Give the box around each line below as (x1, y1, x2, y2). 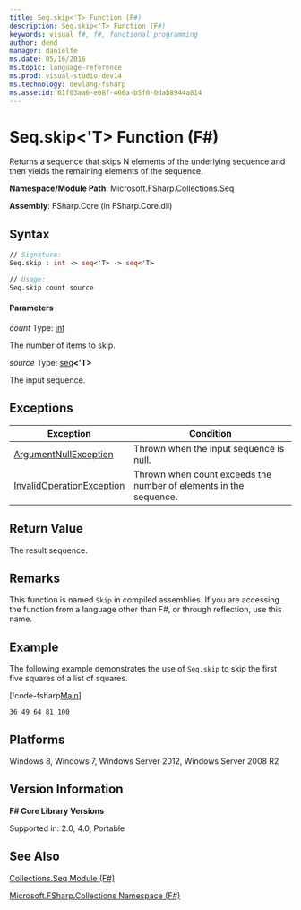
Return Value (9, 521, 83, 536)
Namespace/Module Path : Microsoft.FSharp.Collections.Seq (9, 183, 235, 194)
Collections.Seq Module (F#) (9, 872, 116, 883)
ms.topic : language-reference (9, 64, 123, 73)
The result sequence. (9, 544, 88, 556)
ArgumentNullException (13, 447, 114, 460)
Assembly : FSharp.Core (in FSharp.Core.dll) (9, 201, 173, 212)
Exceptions (9, 401, 73, 416)
